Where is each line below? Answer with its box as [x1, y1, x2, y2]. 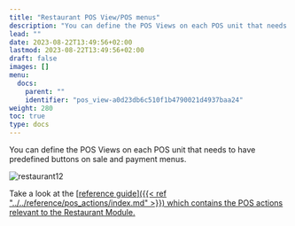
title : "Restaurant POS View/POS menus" [9, 12, 161, 22]
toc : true [9, 112, 46, 121]
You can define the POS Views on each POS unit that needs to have [9, 144, 256, 155]
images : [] [9, 63, 50, 72]
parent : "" [25, 87, 66, 96]
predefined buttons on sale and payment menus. [9, 154, 187, 164]
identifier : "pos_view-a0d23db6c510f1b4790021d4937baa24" [25, 95, 244, 105]
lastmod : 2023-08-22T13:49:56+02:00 [9, 46, 144, 55]
